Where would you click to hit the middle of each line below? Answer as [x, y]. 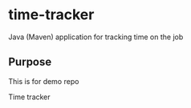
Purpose [30, 62]
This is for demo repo [44, 81]
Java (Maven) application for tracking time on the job [96, 37]
